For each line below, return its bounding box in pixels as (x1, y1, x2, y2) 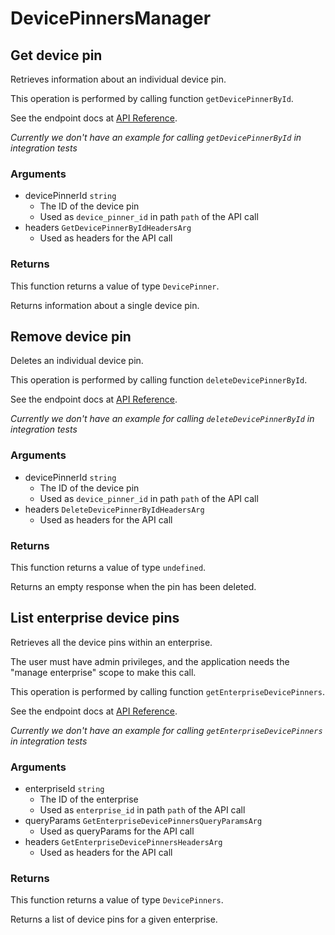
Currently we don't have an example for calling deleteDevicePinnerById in (10, 413, 315, 425)
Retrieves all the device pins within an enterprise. (10, 636, 213, 648)
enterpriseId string (24, 783, 105, 795)
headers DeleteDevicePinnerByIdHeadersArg (24, 503, 205, 515)
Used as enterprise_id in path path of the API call (39, 804, 246, 816)
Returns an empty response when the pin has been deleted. (10, 581, 257, 592)
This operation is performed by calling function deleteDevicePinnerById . (10, 374, 308, 386)
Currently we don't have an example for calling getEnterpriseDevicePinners (10, 724, 323, 736)
